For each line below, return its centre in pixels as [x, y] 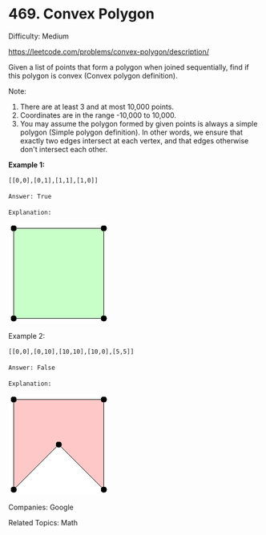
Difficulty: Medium [39, 36]
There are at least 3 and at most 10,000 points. [97, 107]
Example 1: [27, 164]
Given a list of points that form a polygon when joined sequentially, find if [129, 67]
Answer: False [32, 368]
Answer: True [30, 196]
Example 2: [27, 336]
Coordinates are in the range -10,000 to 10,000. [98, 115]
